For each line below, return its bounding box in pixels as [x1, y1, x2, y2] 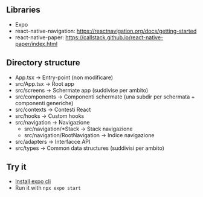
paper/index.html [14, 40, 58, 47]
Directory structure [6, 57, 80, 68]
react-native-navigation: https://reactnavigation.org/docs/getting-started [14, 27, 197, 34]
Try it [6, 162, 27, 172]
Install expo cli [14, 178, 51, 185]
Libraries [6, 5, 40, 15]
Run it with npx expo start [14, 184, 82, 192]
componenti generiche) [14, 99, 74, 106]
